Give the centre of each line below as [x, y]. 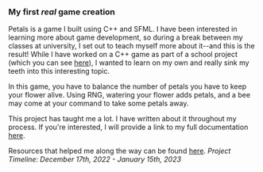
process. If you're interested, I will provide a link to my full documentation [128, 127]
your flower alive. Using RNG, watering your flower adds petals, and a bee [130, 95]
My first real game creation [62, 12]
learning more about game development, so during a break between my [126, 37]
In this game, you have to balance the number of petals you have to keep [128, 86]
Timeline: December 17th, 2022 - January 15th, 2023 [95, 159]
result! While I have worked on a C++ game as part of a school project [123, 55]
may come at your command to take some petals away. [99, 103]
